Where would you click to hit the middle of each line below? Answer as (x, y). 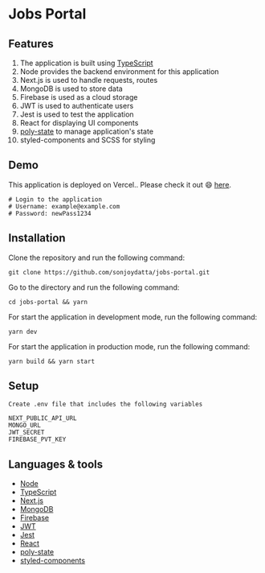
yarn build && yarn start (51, 361)
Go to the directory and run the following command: (94, 287)
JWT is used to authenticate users (77, 106)
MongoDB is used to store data (71, 89)
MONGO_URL (25, 426)
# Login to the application (55, 199)
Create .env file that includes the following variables (106, 404)
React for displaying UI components (79, 123)
